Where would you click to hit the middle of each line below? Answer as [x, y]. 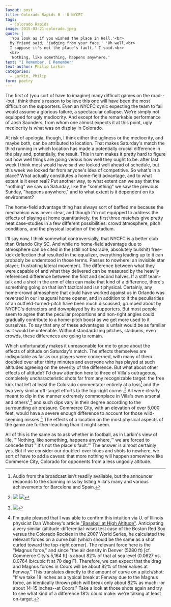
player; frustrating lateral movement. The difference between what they [80, 266]
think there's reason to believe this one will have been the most [84, 101]
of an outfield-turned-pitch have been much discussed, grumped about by [83, 303]
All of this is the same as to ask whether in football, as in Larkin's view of [81, 435]
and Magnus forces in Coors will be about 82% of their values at [80, 567]
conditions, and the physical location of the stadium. [60, 228]
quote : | [15, 34]
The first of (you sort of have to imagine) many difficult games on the [78, 95]
